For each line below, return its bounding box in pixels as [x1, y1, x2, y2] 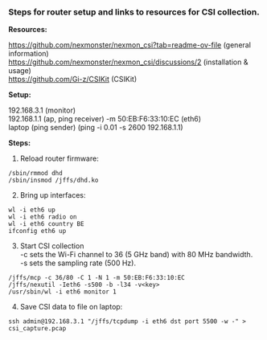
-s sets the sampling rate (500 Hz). [19, 258, 137, 268]
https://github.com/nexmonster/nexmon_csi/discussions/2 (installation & [8, 57, 249, 67]
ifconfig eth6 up [8, 227, 67, 236]
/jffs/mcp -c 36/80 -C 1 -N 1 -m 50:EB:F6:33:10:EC [8, 274, 185, 282]
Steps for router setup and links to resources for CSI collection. [8, 6, 260, 18]
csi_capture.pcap [8, 325, 67, 333]
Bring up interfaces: [19, 190, 86, 200]
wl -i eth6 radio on [8, 213, 78, 221]
